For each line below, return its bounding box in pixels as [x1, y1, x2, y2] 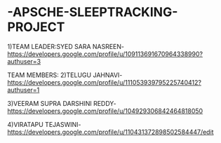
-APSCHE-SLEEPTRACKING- [7, 4, 178, 20]
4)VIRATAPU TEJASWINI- [7, 120, 81, 128]
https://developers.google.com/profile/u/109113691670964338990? [7, 50, 203, 58]
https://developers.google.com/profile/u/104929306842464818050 [7, 107, 203, 115]
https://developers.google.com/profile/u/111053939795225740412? [7, 78, 202, 86]
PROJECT [7, 19, 65, 35]
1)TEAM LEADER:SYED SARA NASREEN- [7, 42, 125, 50]
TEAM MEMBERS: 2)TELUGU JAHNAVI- [7, 71, 123, 79]
